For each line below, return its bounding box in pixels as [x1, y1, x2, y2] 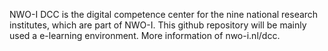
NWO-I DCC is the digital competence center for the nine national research [9, 9, 319, 20]
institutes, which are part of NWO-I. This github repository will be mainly [9, 19, 307, 31]
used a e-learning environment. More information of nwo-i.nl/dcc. [9, 30, 281, 41]
